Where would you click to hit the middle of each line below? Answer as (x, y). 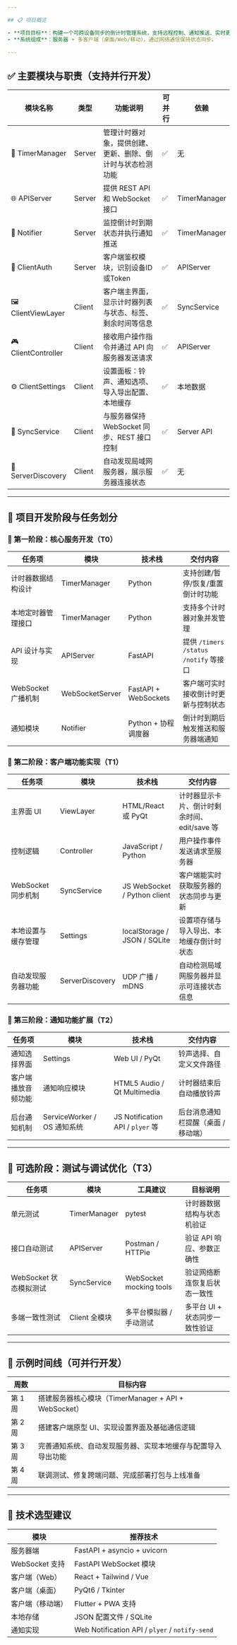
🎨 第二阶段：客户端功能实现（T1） (65, 762)
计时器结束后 (199, 1083)
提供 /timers (203, 642)
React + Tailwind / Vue (112, 1576)
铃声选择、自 (199, 1054)
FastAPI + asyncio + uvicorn (121, 1550)
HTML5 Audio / (139, 1084)
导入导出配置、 (128, 392)
